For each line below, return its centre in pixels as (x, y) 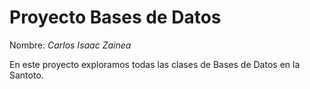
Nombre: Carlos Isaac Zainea (70, 45)
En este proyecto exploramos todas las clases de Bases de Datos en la (155, 64)
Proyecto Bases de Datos (115, 17)
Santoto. (26, 75)
